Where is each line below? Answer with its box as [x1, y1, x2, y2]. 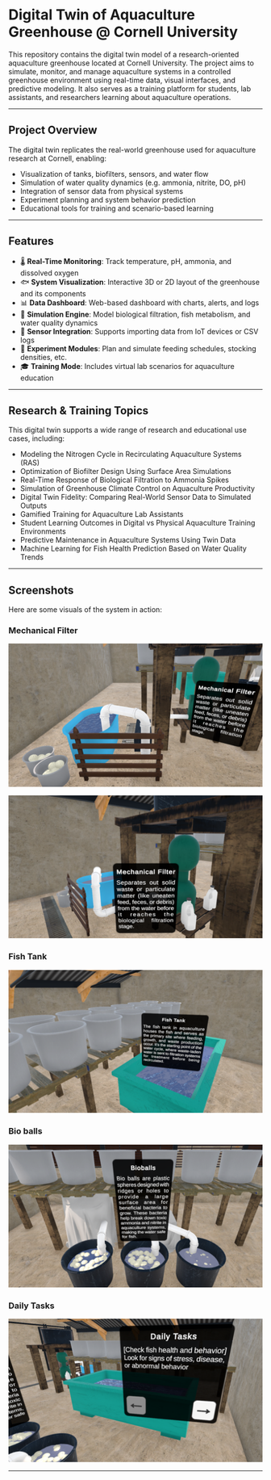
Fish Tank [8, 951, 48, 962]
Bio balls [8, 1126, 43, 1137]
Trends [19, 552, 44, 562]
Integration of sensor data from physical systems [19, 186, 184, 195]
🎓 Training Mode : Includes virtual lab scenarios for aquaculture [19, 361, 236, 371]
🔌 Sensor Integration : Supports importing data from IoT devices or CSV [19, 326, 259, 336]
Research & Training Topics [8, 404, 149, 417]
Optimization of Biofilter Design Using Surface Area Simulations [19, 467, 231, 476]
